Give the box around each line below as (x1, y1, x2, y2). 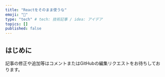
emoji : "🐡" (5, 12, 28, 17)
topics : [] (5, 21, 28, 27)
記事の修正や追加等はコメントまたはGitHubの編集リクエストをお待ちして (5, 60, 156, 66)
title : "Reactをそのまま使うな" (5, 7, 67, 13)
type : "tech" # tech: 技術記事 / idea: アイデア (5, 17, 103, 22)
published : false (5, 26, 42, 31)
